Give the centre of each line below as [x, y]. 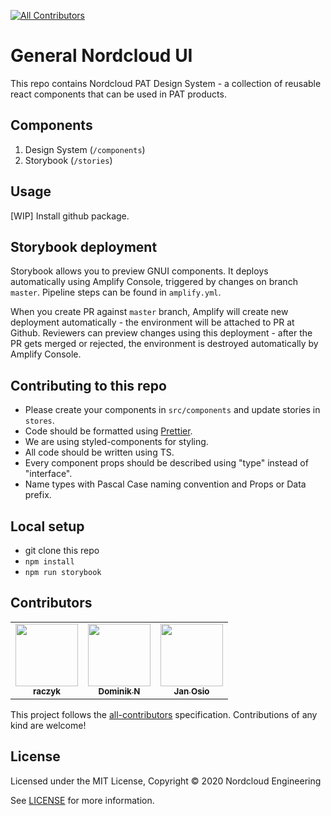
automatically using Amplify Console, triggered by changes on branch [154, 282]
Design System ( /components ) [85, 149]
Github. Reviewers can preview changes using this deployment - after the [161, 333]
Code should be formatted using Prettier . [108, 431]
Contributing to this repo [88, 385]
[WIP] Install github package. [70, 216]
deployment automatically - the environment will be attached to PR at [152, 322]
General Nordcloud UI [101, 56]
